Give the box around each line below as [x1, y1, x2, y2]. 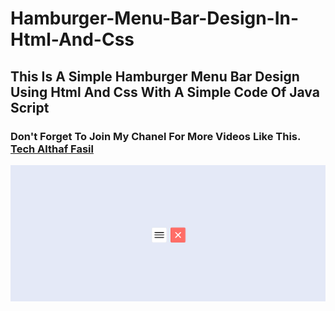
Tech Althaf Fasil [10, 142, 94, 156]
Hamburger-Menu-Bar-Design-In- [10, 7, 300, 30]
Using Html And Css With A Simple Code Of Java [10, 83, 320, 101]
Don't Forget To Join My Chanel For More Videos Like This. [10, 129, 301, 143]
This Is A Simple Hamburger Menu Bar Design [10, 68, 300, 85]
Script [10, 99, 50, 116]
